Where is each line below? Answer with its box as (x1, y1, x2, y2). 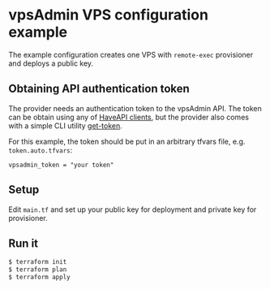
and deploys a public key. (8, 58, 94, 68)
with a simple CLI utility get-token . (8, 120, 123, 131)
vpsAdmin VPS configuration (8, 6, 209, 24)
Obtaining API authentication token (8, 82, 191, 96)
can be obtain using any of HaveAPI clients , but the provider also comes (8, 112, 250, 122)
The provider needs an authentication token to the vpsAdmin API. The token (8, 103, 262, 113)
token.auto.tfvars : (8, 144, 73, 155)
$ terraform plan (8, 265, 67, 274)
